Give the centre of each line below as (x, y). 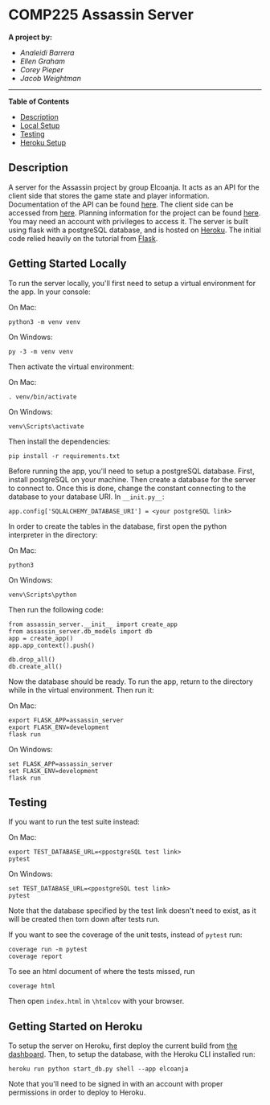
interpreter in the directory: (53, 534)
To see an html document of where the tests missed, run (102, 972)
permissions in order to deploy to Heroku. (77, 1093)
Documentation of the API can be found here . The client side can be (121, 204)
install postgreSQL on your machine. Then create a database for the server (132, 479)
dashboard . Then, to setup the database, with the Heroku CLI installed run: (132, 1054)
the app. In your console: (49, 292)
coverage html (32, 986)
